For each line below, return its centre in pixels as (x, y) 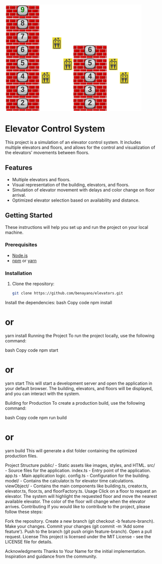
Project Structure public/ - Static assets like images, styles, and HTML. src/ (80, 465)
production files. (21, 456)
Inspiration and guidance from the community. (51, 556)
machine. (14, 232)
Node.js (20, 255)
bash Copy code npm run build (36, 417)
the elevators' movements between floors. (47, 153)
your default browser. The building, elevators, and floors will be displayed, (79, 388)
